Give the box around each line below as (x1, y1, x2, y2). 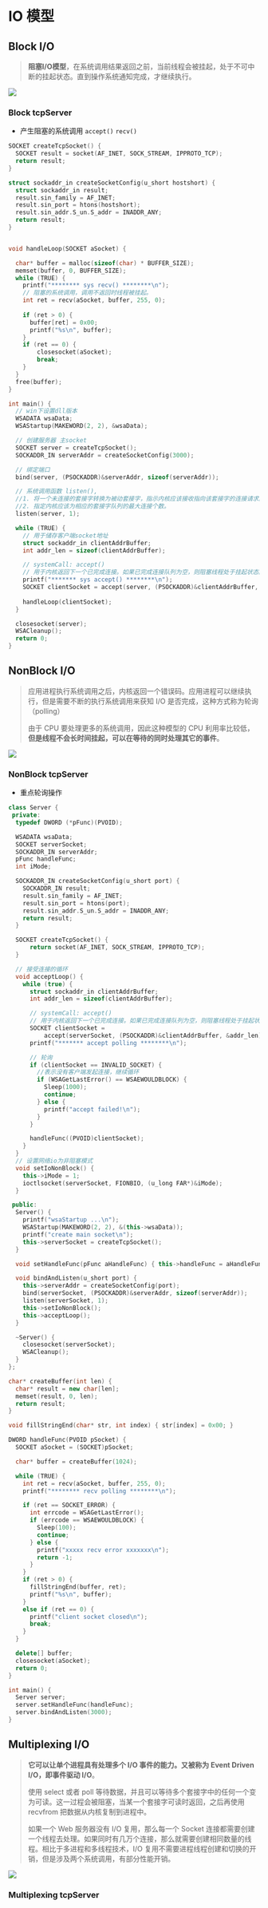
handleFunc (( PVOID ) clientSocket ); (29, 1134, 145, 1142)
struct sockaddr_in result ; (15, 186, 109, 194)
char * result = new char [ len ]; (15, 1384, 120, 1393)
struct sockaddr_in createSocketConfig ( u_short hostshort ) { (8, 179, 216, 187)
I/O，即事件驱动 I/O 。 (27, 1770, 100, 1779)
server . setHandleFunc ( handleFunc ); (15, 1701, 134, 1709)
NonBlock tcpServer (8, 768, 89, 779)
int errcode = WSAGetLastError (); (29, 1509, 145, 1517)
